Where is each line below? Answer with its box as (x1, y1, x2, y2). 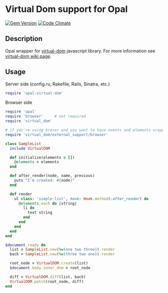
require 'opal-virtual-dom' (5, 90, 64, 95)
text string (27, 210, 52, 215)
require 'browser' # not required (5, 114, 86, 119)
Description (5, 34, 42, 43)
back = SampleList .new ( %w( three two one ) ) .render (9, 251, 115, 257)
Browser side (5, 99, 32, 105)
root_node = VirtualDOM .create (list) (9, 261, 88, 266)
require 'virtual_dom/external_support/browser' (5, 132, 108, 137)
